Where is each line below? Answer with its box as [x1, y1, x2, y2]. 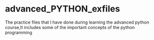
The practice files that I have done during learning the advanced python [5, 19, 150, 25]
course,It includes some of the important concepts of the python [5, 24, 135, 30]
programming [5, 29, 33, 35]
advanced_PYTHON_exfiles [5, 3, 120, 14]
